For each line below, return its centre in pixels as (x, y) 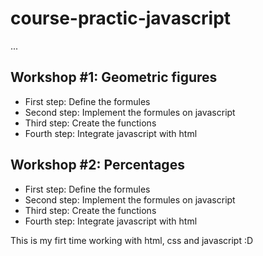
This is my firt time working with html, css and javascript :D (132, 240)
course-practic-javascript (121, 18)
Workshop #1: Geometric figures (114, 77)
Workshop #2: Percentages (97, 165)
